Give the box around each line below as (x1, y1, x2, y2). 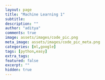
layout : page (5, 7, 32, 12)
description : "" (5, 21, 38, 26)
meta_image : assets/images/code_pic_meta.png (5, 40, 100, 45)
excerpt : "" (5, 63, 30, 68)
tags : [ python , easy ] (5, 49, 48, 54)
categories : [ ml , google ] (5, 44, 56, 49)
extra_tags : (5, 53, 30, 59)
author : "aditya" (5, 26, 41, 31)
